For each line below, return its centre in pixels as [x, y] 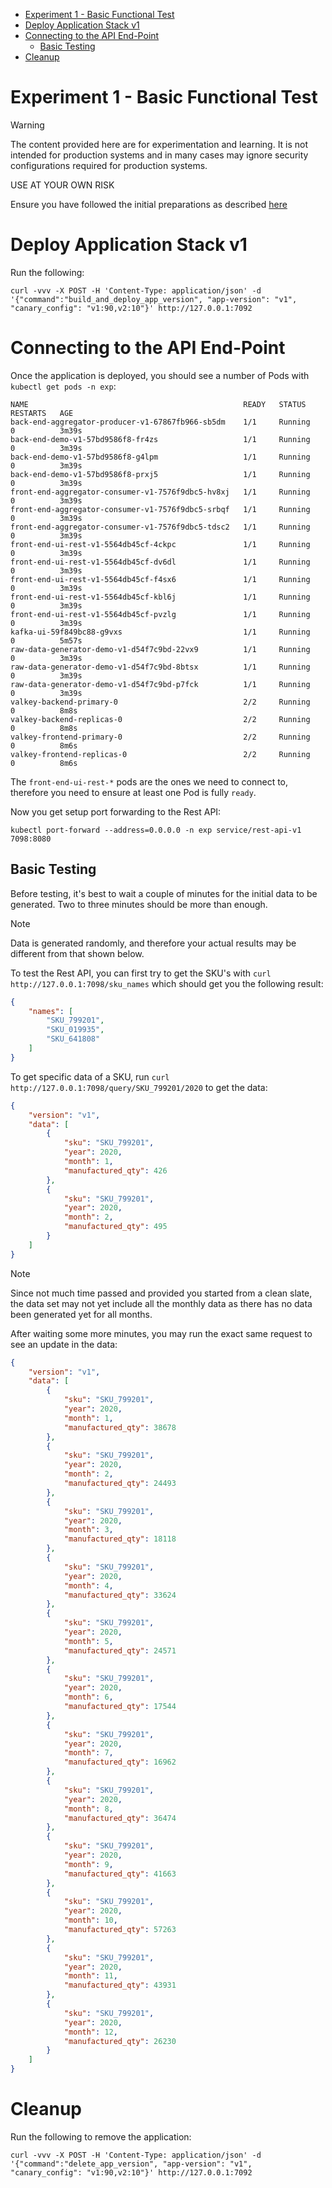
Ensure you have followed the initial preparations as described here [149, 204]
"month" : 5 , [88, 1641]
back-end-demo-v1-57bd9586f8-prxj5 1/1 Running [160, 474]
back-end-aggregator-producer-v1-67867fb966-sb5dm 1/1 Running [160, 422]
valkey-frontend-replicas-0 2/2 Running [160, 754]
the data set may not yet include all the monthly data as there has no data [161, 1303]
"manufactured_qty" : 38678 [120, 1427]
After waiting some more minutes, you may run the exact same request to [161, 1333]
